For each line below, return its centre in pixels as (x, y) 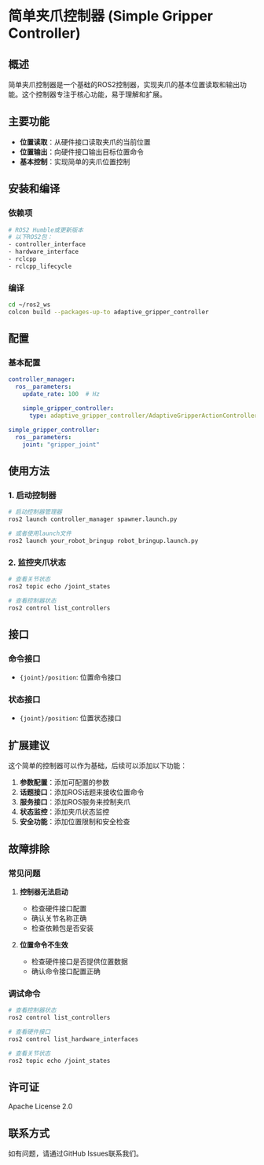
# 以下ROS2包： (31, 237)
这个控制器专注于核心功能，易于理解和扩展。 (94, 94)
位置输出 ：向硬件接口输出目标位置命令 (81, 152)
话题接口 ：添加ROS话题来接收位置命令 (82, 792)
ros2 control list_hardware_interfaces (73, 1039)
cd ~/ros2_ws (29, 305)
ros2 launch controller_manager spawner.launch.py (93, 519)
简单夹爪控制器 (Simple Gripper (111, 16)
